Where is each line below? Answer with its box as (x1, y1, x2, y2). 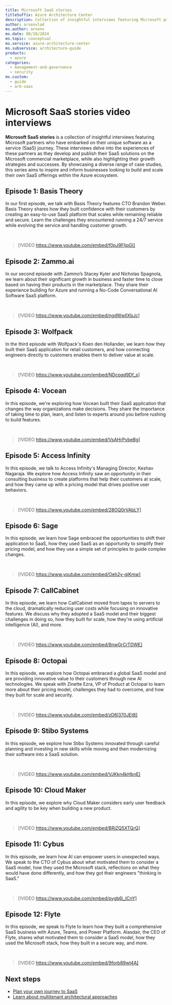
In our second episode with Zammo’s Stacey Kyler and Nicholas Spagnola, (5, 270, 162, 277)
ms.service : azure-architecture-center (5, 41, 91, 46)
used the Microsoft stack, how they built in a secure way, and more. (5, 940, 148, 946)
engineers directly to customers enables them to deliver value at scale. (5, 352, 155, 358)
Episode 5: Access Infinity (5, 451, 91, 460)
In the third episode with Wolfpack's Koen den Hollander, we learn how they (5, 341, 165, 347)
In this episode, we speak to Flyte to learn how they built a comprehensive (5, 923, 162, 930)
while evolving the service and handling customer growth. (5, 222, 127, 228)
